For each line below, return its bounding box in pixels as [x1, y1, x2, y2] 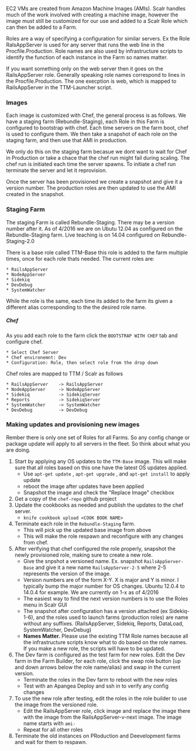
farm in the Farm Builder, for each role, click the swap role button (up [14, 657, 181, 664]
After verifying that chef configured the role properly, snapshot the [14, 545, 176, 552]
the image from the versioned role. [14, 701, 98, 708]
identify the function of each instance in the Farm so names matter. [6, 54, 168, 60]
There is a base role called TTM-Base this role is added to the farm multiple [6, 249, 188, 256]
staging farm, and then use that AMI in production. [6, 137, 128, 144]
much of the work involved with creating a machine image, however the [6, 11, 178, 18]
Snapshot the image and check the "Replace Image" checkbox [23, 489, 174, 496]
